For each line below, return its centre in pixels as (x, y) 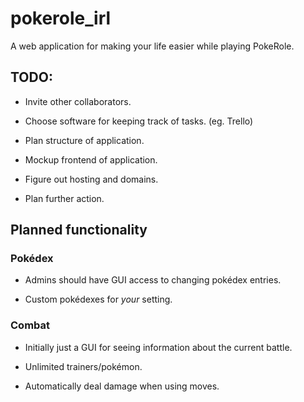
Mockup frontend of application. (91, 159)
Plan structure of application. (84, 140)
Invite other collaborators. (78, 101)
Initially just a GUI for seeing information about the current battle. (158, 347)
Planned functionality (79, 230)
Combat (30, 325)
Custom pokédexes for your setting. (98, 299)
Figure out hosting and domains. (91, 179)
